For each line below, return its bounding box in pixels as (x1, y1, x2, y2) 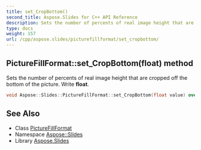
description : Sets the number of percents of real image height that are (6, 20, 194, 26)
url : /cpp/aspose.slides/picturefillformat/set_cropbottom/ (6, 36, 160, 42)
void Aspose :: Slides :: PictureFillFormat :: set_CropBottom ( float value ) (6, 92, 186, 98)
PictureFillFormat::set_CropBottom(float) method (6, 58, 193, 68)
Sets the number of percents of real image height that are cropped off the (6, 74, 188, 81)
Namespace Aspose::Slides (14, 130, 83, 137)
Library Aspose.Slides (14, 137, 69, 144)
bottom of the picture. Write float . (6, 80, 90, 87)
